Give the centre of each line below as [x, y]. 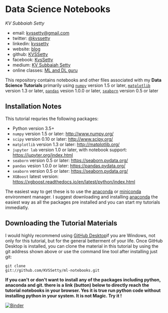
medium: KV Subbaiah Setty [42, 65]
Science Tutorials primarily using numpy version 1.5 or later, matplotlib [78, 85]
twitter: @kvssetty [31, 38]
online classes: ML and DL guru [45, 70]
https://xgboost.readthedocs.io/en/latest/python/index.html [74, 181]
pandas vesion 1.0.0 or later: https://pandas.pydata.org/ [69, 166]
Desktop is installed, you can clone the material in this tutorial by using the [82, 246]
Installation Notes [33, 107]
